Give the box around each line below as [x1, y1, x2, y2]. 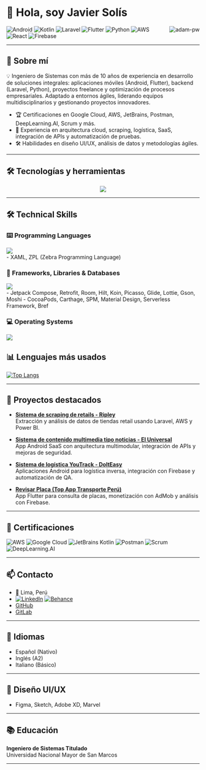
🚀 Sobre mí [6, 56, 48, 66]
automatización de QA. [15, 474, 74, 481]
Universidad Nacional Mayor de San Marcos [6, 751, 118, 758]
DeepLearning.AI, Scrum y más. [15, 120, 96, 127]
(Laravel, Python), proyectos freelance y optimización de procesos [6, 85, 175, 93]
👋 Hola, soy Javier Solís [6, 6, 128, 20]
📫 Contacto [6, 570, 53, 580]
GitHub [15, 602, 34, 609]
